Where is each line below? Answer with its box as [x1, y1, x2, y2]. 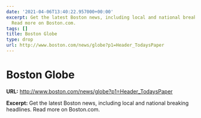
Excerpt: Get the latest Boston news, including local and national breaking [6, 99, 189, 107]
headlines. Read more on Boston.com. [6, 105, 100, 113]
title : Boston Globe [6, 31, 58, 37]
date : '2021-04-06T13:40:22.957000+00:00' [6, 8, 114, 15]
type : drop [6, 37, 33, 43]
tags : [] [6, 25, 28, 32]
